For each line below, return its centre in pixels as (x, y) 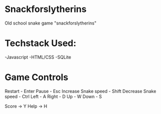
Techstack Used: (40, 43)
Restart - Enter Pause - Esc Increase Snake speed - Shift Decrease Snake (80, 91)
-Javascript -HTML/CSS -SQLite (38, 57)
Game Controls (36, 77)
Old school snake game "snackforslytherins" (51, 23)
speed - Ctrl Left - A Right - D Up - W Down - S (53, 96)
